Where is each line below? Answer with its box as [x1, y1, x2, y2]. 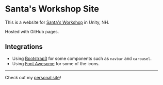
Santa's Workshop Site [5, 3, 99, 14]
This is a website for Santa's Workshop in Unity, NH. [5, 19, 110, 25]
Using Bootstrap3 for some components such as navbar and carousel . [12, 56, 152, 61]
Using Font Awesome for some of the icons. [12, 60, 100, 66]
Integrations [5, 42, 43, 51]
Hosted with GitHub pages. [5, 28, 59, 34]
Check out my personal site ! [5, 74, 62, 80]
